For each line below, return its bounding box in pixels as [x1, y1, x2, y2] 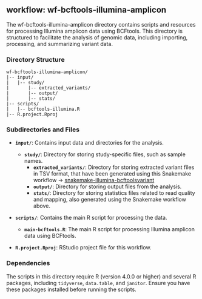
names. [24, 157, 43, 165]
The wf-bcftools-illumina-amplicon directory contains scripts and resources [6, 21, 196, 28]
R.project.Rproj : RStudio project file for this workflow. [15, 244, 152, 251]
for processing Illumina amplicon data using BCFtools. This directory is [6, 27, 183, 34]
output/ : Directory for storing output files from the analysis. [33, 183, 182, 190]
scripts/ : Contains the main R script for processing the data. [15, 214, 167, 222]
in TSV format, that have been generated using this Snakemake [33, 170, 192, 177]
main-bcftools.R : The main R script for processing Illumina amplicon [24, 226, 195, 233]
